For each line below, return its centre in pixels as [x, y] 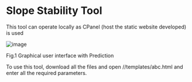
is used [15, 33]
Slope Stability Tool [54, 11]
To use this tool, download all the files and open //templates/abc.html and [95, 67]
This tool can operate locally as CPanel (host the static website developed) [96, 27]
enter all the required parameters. [47, 73]
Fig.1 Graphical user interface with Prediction [60, 55]
